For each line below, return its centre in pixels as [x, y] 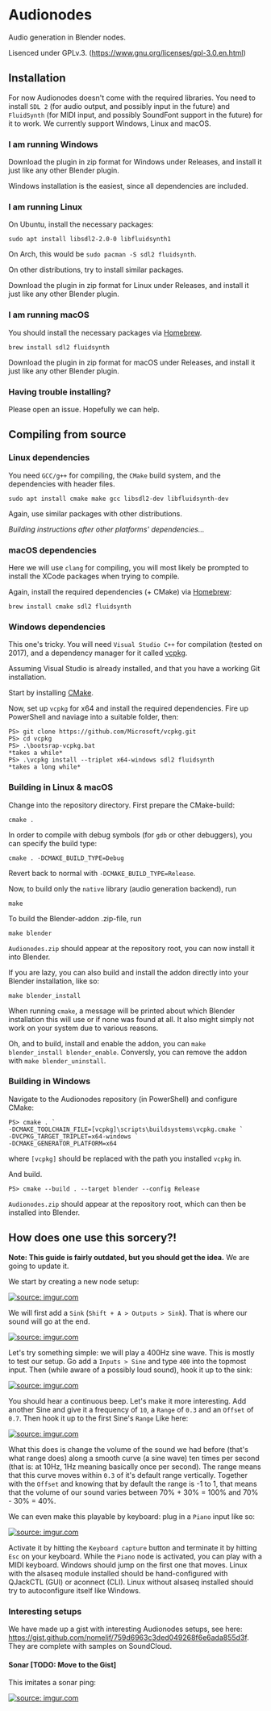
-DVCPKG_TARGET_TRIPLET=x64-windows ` [73, 1136]
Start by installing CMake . [51, 693]
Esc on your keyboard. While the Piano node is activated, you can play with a [135, 1556]
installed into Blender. [44, 1212]
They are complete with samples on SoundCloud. [90, 1646]
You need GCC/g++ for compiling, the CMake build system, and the [115, 475]
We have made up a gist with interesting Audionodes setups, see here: [126, 1629]
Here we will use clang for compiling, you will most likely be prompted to [129, 567]
